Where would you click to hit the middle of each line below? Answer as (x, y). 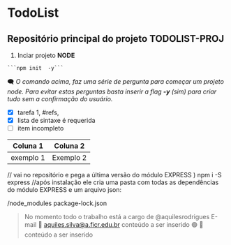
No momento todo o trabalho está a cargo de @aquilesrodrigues (117, 217)
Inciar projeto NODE (46, 55)
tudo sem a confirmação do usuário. (60, 99)
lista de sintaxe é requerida (56, 121)
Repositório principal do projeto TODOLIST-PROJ (116, 39)
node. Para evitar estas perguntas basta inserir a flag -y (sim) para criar (112, 91)
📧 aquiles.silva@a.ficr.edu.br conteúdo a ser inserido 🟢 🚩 (121, 225)
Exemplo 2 (69, 158)
